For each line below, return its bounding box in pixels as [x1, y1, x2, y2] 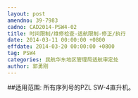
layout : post [7, 10, 46, 18]
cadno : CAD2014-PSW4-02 [7, 23, 77, 30]
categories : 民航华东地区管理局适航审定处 [7, 56, 119, 63]
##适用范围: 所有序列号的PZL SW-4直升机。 [7, 82, 135, 92]
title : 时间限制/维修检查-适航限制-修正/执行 [7, 30, 127, 37]
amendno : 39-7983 [7, 17, 58, 24]
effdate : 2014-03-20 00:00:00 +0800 [7, 43, 115, 50]
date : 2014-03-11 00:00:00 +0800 [7, 37, 106, 44]
